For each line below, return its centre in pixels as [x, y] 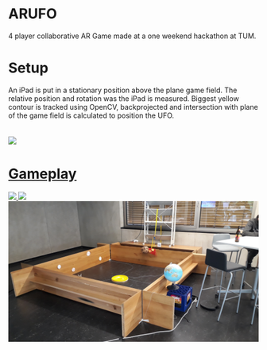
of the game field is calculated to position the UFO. [91, 115]
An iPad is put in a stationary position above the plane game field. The [123, 90]
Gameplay [43, 174]
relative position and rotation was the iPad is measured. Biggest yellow [124, 98]
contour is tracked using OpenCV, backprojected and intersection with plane [133, 107]
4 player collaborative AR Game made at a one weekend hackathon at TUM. [132, 36]
